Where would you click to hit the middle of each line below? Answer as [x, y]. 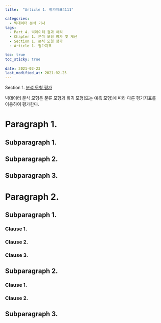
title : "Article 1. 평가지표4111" [39, 10]
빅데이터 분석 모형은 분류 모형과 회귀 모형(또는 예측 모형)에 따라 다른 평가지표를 [80, 98]
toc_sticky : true [23, 59]
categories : [17, 18]
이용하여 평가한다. [22, 104]
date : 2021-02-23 [23, 68]
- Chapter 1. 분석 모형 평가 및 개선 [43, 37]
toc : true [15, 54]
